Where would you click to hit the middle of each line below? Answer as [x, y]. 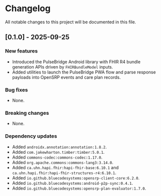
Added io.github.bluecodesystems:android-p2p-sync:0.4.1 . [72, 183]
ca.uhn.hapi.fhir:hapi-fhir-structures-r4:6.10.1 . [64, 173]
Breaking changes [27, 113]
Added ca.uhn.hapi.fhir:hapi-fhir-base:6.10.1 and [65, 167]
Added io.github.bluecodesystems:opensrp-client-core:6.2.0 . [76, 178]
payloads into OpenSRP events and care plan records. [66, 77]
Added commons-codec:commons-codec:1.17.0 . [57, 157]
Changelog [28, 9]
